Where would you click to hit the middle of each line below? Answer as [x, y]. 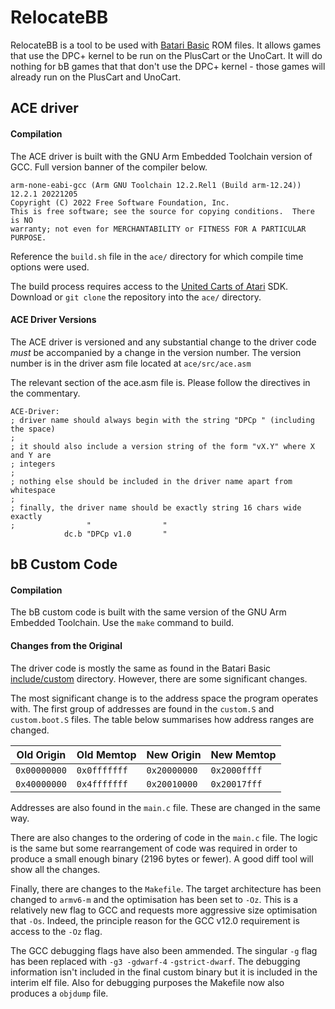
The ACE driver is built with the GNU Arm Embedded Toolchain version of [161, 156]
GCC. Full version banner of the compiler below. [109, 167]
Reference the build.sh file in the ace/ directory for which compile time [157, 256]
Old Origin [41, 754]
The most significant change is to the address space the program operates [164, 698]
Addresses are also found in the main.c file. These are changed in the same [165, 807]
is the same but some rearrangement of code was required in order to [154, 848]
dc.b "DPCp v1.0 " [115, 534]
